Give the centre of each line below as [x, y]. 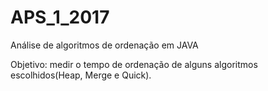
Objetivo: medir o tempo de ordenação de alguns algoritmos [134, 64]
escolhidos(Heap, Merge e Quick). [81, 75]
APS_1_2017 [60, 17]
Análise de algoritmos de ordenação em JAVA [104, 45]
